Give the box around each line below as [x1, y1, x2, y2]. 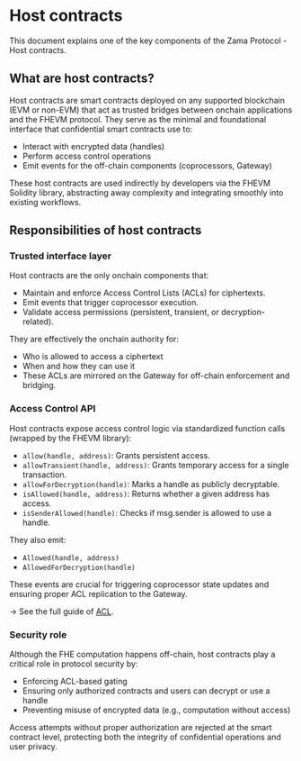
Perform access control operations [22, 150, 152, 161]
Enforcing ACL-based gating [22, 676, 128, 687]
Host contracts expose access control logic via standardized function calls [9, 422, 286, 433]
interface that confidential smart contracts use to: [9, 123, 193, 134]
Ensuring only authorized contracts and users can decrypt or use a [22, 685, 270, 696]
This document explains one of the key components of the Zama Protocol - [9, 35, 288, 46]
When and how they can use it [22, 361, 136, 372]
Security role [9, 628, 67, 640]
